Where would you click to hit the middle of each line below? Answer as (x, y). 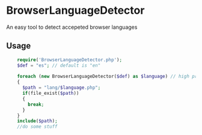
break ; (36, 104)
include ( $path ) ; (38, 121)
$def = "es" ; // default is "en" (59, 65)
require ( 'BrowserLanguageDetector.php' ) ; (69, 60)
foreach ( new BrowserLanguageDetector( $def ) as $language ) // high (103, 76)
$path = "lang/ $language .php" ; (61, 88)
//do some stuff (38, 127)
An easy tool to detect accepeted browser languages (72, 27)
